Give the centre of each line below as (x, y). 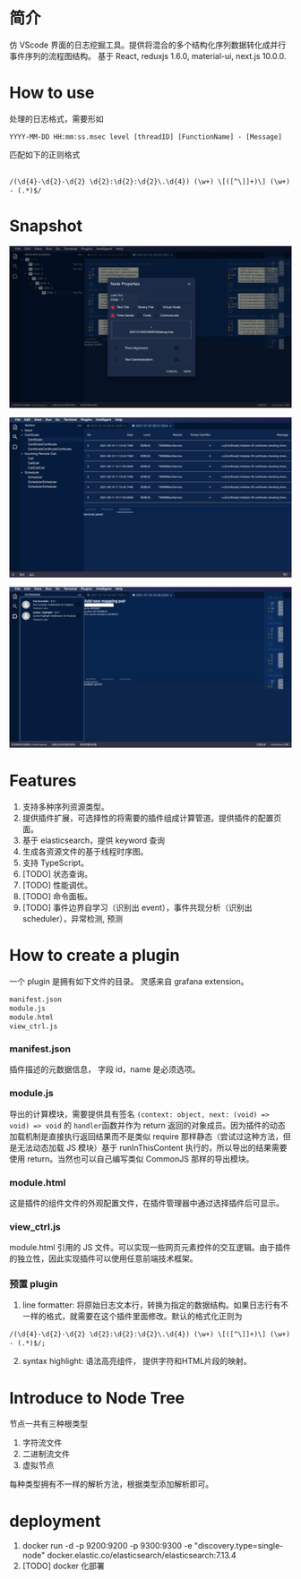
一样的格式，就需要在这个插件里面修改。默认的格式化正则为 (132, 1317)
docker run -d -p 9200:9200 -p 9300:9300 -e (107, 1546)
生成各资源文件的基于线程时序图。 (85, 852)
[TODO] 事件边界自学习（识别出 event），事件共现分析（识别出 (137, 908)
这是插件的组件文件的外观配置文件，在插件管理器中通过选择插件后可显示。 (146, 1203)
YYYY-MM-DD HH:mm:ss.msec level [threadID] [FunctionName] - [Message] (146, 137)
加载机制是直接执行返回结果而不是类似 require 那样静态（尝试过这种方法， (146, 1136)
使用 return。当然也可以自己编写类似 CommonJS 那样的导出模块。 (132, 1159)
